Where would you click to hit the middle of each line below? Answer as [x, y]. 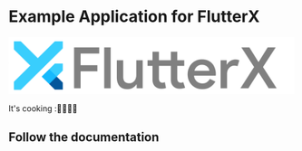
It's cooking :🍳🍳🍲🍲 [43, 109]
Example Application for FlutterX [134, 17]
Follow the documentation [84, 137]
